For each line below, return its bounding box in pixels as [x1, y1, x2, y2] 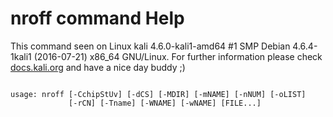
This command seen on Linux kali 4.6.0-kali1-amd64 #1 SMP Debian [10, 40, 291, 52]
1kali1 [10, 50, 32, 62]
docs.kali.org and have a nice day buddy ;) [10, 61, 186, 73]
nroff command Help [10, 7, 185, 30]
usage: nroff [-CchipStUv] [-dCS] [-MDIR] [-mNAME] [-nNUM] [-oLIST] [10, 89, 307, 99]
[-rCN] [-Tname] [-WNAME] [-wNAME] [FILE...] [68, 98, 262, 108]
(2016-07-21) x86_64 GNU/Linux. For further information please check [33, 50, 323, 62]
